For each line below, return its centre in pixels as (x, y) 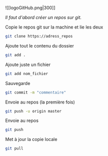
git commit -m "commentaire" (36, 92)
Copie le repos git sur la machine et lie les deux (54, 27)
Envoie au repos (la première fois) (40, 102)
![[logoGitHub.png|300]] (30, 8)
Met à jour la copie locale (31, 139)
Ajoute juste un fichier (28, 64)
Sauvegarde (18, 83)
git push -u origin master (33, 111)
